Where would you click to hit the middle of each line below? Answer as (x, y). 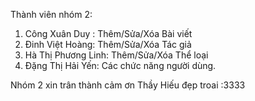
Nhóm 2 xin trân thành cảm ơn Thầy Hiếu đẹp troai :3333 (128, 85)
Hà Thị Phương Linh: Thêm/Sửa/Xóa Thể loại (116, 55)
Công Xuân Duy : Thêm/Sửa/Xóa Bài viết (108, 33)
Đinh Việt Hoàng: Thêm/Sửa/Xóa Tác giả (108, 44)
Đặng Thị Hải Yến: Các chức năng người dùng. (120, 65)
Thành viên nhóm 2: (51, 14)
